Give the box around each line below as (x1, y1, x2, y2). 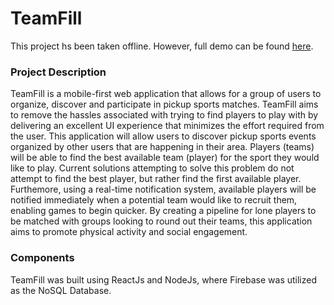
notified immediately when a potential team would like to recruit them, (10, 194, 298, 206)
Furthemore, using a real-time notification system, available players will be (10, 183, 317, 196)
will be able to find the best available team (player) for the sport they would (10, 152, 320, 164)
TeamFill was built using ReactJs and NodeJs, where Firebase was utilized (10, 273, 318, 286)
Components (10, 251, 75, 265)
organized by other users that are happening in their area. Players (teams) (10, 141, 315, 153)
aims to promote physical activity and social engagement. (10, 226, 248, 238)
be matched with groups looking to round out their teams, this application (10, 215, 313, 227)
